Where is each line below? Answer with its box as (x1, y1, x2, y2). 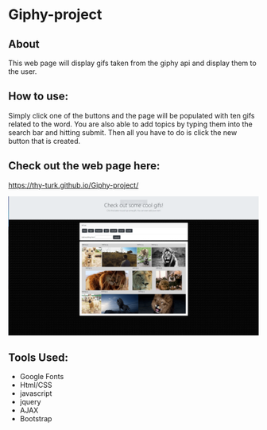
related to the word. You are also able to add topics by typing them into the (8, 119, 253, 129)
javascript (19, 389, 52, 398)
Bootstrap (19, 414, 52, 424)
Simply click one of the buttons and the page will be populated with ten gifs (8, 110, 255, 120)
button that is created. (8, 136, 81, 145)
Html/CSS (19, 380, 52, 390)
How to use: (8, 90, 69, 103)
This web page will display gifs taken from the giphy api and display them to (8, 58, 257, 68)
